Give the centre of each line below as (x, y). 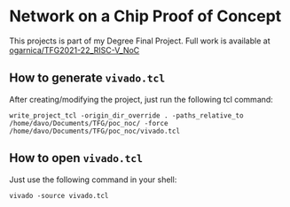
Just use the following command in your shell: (93, 180)
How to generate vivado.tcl (87, 78)
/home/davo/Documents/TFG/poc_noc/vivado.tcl (94, 131)
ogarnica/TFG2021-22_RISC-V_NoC (74, 50)
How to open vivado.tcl (76, 158)
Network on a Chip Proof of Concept (145, 16)
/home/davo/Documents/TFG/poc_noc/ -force (89, 123)
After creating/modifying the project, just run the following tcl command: (141, 99)
